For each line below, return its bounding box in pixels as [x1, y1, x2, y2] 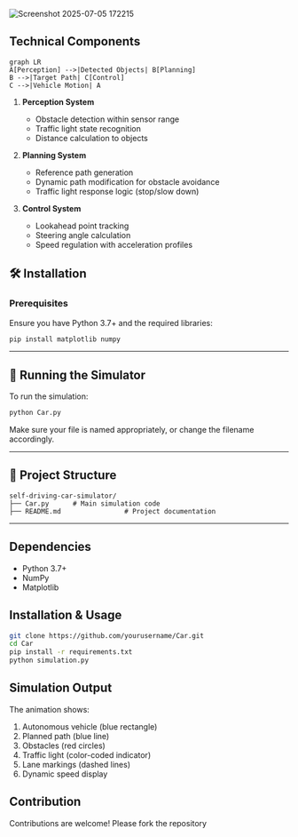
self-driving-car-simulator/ [9, 491, 117, 500]
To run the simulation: [9, 391, 89, 402]
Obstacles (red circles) [21, 740, 106, 751]
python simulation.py [9, 656, 90, 666]
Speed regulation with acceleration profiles [35, 239, 193, 250]
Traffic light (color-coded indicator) [21, 749, 152, 760]
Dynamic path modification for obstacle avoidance [35, 176, 220, 187]
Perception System [21, 96, 95, 107]
